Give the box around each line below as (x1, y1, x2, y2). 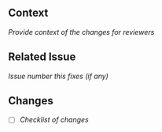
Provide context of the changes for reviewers (8, 27, 155, 36)
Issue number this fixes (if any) (8, 71, 109, 81)
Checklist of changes (19, 115, 89, 125)
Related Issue (8, 51, 76, 64)
